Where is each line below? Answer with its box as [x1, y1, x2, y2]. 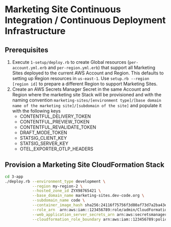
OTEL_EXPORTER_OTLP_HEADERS [19, 146, 94, 152]
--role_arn [32, 207, 56, 212]
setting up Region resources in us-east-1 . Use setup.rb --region [12, 75, 150, 81]
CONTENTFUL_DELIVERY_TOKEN [19, 113, 91, 119]
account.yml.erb [12, 65, 47, 70]
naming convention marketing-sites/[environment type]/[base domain [12, 97, 161, 103]
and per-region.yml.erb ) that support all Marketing [47, 65, 156, 70]
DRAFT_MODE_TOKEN [19, 130, 67, 136]
